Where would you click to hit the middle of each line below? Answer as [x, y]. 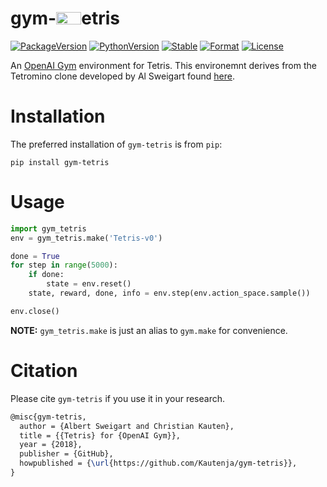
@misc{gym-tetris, [48, 417]
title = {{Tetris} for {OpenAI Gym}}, [100, 435]
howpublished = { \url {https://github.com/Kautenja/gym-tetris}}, [158, 463]
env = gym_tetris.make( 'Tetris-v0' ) [86, 238]
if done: [46, 275]
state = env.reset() [89, 284]
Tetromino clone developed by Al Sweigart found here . [122, 76]
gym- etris [65, 18]
